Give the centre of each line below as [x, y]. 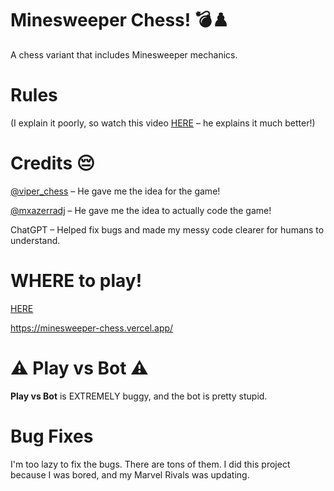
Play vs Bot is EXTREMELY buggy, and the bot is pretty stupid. [139, 396]
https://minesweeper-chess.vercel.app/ [92, 328]
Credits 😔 [52, 163]
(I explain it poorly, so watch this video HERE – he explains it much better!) [163, 123]
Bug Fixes [52, 436]
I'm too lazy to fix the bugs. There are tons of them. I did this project [150, 464]
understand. [35, 240]
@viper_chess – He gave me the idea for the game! [115, 191]
